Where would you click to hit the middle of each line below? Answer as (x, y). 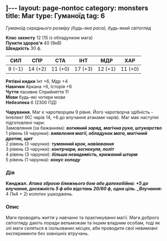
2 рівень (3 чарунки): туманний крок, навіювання (60, 143)
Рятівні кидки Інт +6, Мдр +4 (37, 81)
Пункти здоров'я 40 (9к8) (34, 43)
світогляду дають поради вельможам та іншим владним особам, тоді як (83, 223)
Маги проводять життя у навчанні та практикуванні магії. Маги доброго (83, 218)
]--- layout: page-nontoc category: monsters (77, 8)
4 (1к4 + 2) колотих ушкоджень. (40, 194)
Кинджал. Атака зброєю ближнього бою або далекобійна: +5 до (77, 183)
